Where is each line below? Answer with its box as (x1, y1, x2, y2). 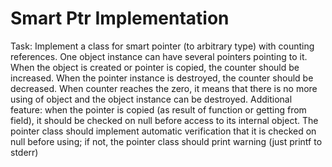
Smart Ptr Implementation (10, 7, 230, 30)
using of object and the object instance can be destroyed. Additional (10, 93, 293, 105)
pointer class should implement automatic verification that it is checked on (10, 125, 317, 137)
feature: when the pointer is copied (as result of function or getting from (10, 103, 307, 116)
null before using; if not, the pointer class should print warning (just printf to (10, 135, 323, 147)
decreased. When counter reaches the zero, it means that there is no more (10, 82, 318, 94)
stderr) (10, 146, 39, 158)
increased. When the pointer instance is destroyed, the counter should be (10, 72, 314, 84)
